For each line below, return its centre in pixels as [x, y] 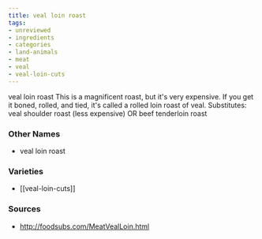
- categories [30, 45]
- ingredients [32, 37]
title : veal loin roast [47, 15]
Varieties [26, 171]
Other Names [34, 133]
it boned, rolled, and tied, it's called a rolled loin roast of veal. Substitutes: [127, 105]
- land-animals [33, 52]
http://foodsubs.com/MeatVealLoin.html [84, 226]
